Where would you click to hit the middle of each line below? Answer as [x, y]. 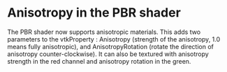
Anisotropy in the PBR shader [94, 13]
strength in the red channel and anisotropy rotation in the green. [99, 61]
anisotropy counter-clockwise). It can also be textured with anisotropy [108, 54]
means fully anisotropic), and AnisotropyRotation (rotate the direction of [111, 46]
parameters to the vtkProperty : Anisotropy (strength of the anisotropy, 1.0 [114, 39]
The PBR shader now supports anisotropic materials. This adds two [104, 32]
